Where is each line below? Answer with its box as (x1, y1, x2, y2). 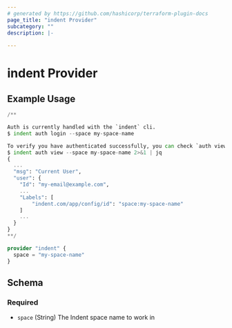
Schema (7, 277, 43, 289)
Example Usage (7, 93, 76, 104)
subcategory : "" (7, 23, 54, 30)
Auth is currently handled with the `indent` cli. (7, 124, 156, 131)
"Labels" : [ (19, 194, 54, 201)
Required (7, 298, 39, 307)
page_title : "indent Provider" (7, 17, 97, 23)
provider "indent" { (7, 244, 67, 252)
